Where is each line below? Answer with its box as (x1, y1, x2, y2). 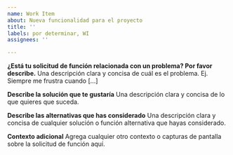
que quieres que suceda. (7, 97, 79, 106)
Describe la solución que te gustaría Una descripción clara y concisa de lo (7, 90, 225, 99)
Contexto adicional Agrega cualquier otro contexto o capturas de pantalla (7, 133, 222, 141)
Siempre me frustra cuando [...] (7, 76, 98, 85)
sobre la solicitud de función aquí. (7, 140, 105, 148)
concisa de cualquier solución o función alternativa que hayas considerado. (7, 119, 226, 127)
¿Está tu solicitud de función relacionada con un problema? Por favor (7, 62, 213, 70)
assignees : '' (7, 36, 49, 43)
